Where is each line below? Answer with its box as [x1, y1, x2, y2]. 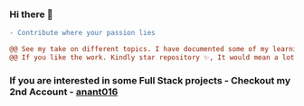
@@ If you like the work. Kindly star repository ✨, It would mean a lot [9, 53, 295, 62]
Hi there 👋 [9, 8, 54, 21]
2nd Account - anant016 [9, 85, 119, 98]
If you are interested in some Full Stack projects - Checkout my [9, 74, 291, 86]
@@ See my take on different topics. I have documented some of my [9, 45, 270, 54]
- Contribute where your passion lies [9, 29, 156, 38]
